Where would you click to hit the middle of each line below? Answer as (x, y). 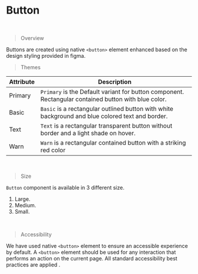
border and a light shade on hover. (88, 133)
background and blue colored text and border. (104, 116)
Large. (22, 199)
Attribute (22, 81)
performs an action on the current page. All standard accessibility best (92, 258)
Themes (31, 67)
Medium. (25, 205)
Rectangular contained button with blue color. (103, 99)
